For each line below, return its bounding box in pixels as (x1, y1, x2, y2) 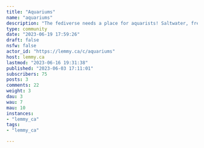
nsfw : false (6, 43, 36, 49)
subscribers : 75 (6, 71, 47, 77)
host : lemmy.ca (6, 54, 45, 60)
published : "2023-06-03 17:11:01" (6, 65, 94, 72)
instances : (6, 110, 34, 116)
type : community (6, 25, 47, 32)
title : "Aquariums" (6, 8, 56, 15)
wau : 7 (6, 99, 23, 105)
